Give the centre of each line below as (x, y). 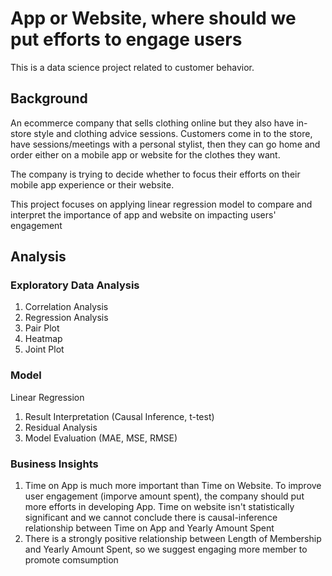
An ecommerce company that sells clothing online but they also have (152, 123)
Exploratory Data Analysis (75, 285)
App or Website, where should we (153, 18)
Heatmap (43, 339)
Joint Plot (44, 349)
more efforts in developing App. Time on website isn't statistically (159, 507)
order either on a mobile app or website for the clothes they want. (145, 154)
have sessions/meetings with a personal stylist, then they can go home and (165, 144)
